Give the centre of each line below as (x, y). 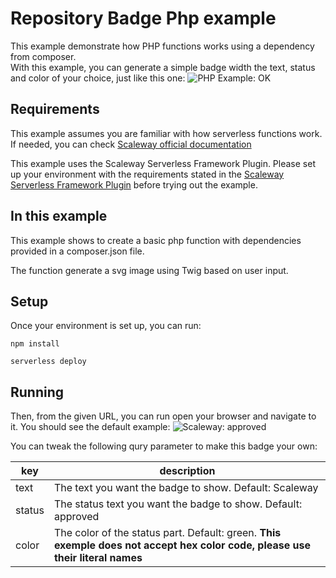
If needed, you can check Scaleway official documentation (131, 144)
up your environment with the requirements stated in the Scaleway (147, 174)
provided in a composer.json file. (77, 251)
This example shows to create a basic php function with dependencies (156, 240)
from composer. (43, 56)
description (187, 471)
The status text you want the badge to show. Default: (178, 504)
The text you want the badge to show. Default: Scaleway (186, 488)
